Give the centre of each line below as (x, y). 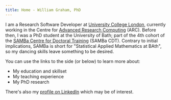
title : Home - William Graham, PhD (43, 10)
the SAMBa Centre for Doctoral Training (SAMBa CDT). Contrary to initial (82, 41)
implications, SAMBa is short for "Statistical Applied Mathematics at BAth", (83, 46)
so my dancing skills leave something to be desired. (60, 51)
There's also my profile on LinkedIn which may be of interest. (69, 91)
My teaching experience (38, 76)
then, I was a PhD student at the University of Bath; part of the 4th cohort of (85, 35)
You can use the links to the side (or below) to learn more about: (73, 61)
